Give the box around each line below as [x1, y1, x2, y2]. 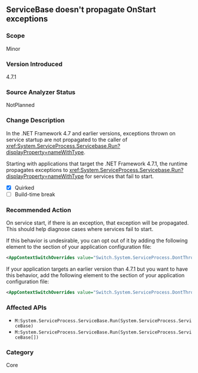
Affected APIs [6, 303, 47, 312]
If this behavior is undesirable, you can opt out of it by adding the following [6, 237, 188, 244]
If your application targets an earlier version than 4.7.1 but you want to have [6, 265, 189, 273]
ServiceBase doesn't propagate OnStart [6, 5, 156, 15]
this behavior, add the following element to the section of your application [6, 271, 185, 278]
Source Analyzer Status [6, 88, 75, 96]
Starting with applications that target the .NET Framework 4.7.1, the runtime [6, 160, 188, 167]
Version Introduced [6, 60, 63, 68]
